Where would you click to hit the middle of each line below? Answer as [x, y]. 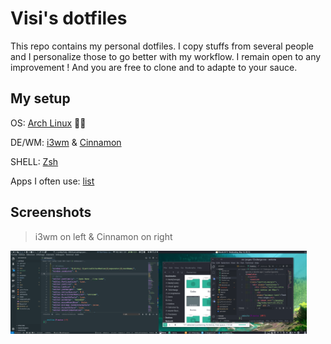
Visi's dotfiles [69, 18]
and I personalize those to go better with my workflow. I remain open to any [166, 56]
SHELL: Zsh [34, 161]
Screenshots [51, 212]
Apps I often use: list [52, 181]
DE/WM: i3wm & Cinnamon [66, 142]
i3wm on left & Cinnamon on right [103, 236]
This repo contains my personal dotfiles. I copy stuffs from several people [162, 46]
